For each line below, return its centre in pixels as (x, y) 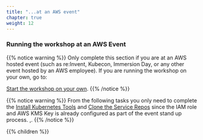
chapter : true (24, 18)
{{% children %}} (28, 132)
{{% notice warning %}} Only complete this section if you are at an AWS (97, 58)
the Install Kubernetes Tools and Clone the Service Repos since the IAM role (102, 107)
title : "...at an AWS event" (43, 12)
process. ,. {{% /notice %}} (40, 119)
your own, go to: (27, 77)
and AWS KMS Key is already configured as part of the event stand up (94, 113)
